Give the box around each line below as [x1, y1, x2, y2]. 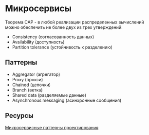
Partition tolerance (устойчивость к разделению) [12, 44, 113, 50]
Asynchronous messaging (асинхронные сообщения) [12, 97, 122, 103]
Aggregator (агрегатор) [12, 71, 60, 77]
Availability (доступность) [12, 39, 65, 45]
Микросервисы [5, 3, 72, 14]
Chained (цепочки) [12, 82, 51, 88]
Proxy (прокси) [12, 76, 43, 82]
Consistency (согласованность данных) [12, 34, 94, 40]
